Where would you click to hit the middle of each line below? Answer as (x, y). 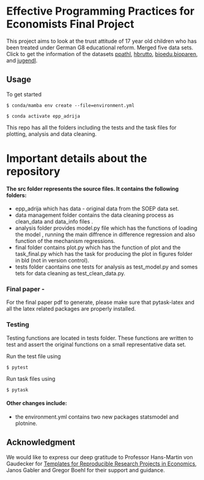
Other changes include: (37, 403)
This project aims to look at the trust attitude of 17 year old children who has (101, 41)
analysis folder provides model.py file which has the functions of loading (106, 228)
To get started (24, 94)
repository (33, 171)
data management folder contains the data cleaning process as (94, 215)
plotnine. (26, 423)
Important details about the (77, 158)
